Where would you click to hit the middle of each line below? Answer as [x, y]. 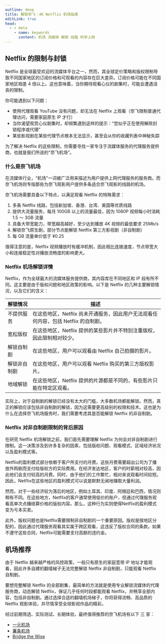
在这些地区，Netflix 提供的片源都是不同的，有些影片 [93, 381]
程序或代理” [28, 129]
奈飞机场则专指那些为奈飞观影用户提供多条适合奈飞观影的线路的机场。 [77, 184]
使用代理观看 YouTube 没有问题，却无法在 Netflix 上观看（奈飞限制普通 [84, 111]
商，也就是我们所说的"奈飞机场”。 [40, 152]
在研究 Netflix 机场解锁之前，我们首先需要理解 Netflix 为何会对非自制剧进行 [81, 439]
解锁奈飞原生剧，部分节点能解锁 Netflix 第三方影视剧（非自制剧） [79, 230]
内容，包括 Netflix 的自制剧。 [71, 321]
